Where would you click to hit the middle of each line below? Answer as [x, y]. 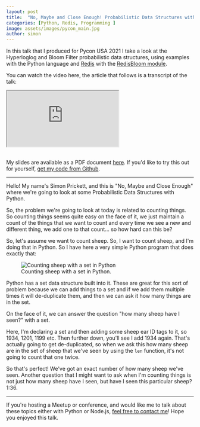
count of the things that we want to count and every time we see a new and [99, 223]
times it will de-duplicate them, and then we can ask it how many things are [99, 296]
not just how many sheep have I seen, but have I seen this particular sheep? [99, 382]
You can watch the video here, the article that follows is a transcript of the [97, 75]
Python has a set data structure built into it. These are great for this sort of [97, 283]
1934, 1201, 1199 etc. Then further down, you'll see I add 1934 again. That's [98, 338]
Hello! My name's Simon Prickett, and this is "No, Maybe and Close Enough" [100, 186]
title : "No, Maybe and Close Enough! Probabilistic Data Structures [94, 17]
